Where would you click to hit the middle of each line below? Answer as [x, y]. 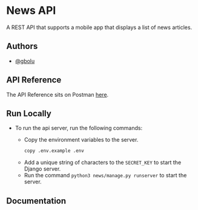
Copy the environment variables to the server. [81, 140]
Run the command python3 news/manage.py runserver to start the [105, 176]
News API [31, 11]
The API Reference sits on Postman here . [58, 94]
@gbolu [25, 61]
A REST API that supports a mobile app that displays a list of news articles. [99, 27]
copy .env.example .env [54, 151]
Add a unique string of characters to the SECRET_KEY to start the [103, 162]
